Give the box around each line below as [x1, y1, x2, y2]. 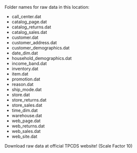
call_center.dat [11, 14, 42, 19]
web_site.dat [11, 133, 38, 139]
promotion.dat [11, 76, 41, 82]
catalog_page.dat [11, 19, 47, 25]
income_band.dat [11, 61, 47, 66]
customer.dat [11, 34, 39, 40]
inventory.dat [11, 66, 39, 72]
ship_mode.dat [11, 87, 42, 92]
